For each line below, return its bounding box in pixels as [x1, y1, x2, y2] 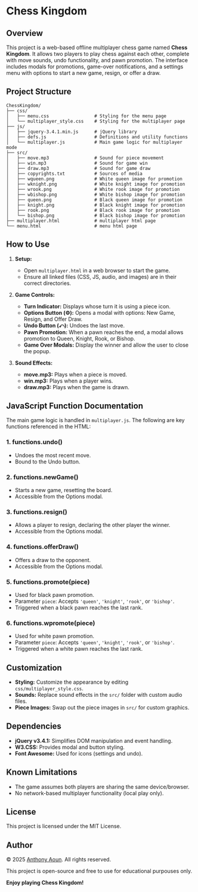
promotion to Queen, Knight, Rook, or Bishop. [23, 335, 135, 342]
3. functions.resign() [6, 508, 67, 516]
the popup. [23, 347, 51, 354]
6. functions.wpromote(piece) [6, 618, 95, 627]
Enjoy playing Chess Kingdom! [6, 879, 84, 887]
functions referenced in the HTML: [6, 423, 91, 430]
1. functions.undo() [6, 438, 63, 447]
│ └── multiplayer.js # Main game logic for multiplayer [6, 139, 183, 145]
